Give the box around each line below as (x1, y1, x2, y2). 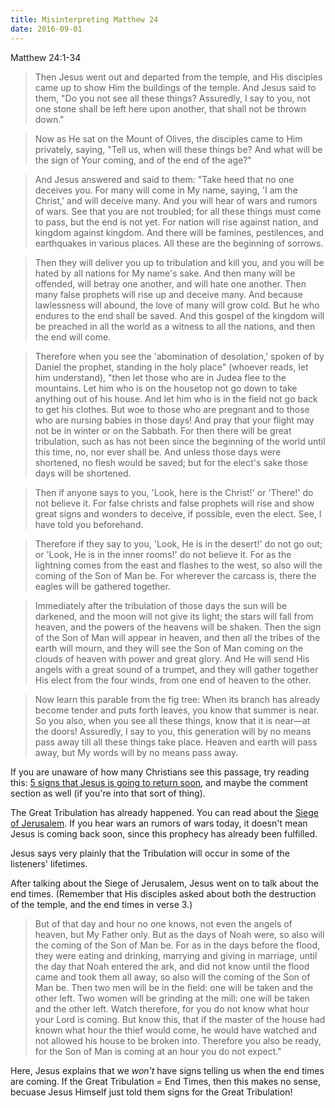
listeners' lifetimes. (10, 857, 88, 870)
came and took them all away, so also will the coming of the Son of (34, 971, 311, 983)
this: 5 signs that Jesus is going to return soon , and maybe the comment (10, 776, 309, 788)
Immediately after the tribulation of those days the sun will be (34, 599, 288, 611)
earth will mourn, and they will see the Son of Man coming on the (34, 642, 304, 654)
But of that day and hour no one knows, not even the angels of (34, 917, 293, 930)
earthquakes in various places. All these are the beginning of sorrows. (34, 237, 324, 249)
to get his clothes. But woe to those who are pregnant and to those (34, 403, 310, 415)
